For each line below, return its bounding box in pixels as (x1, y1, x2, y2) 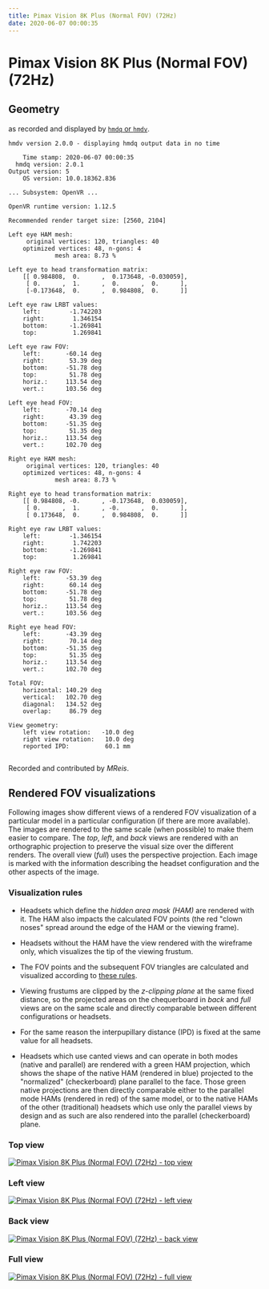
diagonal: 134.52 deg (22, 700, 102, 708)
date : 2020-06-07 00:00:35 (8, 19, 98, 27)
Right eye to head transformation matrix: (8, 489, 152, 497)
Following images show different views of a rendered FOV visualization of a (8, 808, 257, 817)
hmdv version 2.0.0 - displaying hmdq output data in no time (8, 139, 220, 147)
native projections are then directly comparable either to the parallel (19, 1085, 244, 1094)
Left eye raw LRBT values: (8, 300, 98, 308)
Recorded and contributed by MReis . (8, 763, 130, 773)
